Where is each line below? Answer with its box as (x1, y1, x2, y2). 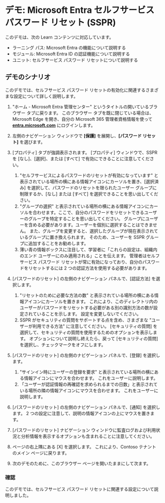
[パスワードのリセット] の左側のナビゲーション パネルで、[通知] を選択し (12, 404, 161, 410)
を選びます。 (19, 139, 45, 145)
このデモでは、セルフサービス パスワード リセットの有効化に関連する (5, 87, 146, 93)
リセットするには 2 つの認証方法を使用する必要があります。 (28, 265, 150, 271)
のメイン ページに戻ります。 (12, 450, 70, 456)
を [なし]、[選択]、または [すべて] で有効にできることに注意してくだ (12, 155, 150, 161)
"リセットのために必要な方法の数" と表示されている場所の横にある (19, 292, 155, 298)
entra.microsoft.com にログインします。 (12, 122, 96, 128)
